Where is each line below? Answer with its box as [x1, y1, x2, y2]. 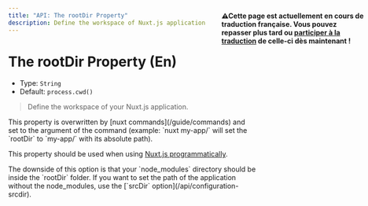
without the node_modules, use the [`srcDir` [8, 182, 151, 191]
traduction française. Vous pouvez [221, 20, 337, 28]
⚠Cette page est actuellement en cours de [221, 11, 364, 20]
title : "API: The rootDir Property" [8, 11, 128, 20]
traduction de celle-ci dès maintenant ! [221, 36, 351, 46]
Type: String [19, 79, 61, 88]
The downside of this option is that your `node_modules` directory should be [8, 164, 256, 174]
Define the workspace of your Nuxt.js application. [27, 102, 189, 112]
